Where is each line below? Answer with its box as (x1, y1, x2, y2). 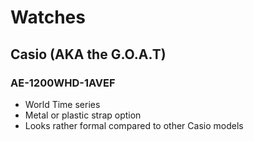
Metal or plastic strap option (24, 109, 142, 121)
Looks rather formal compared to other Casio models (24, 119, 244, 131)
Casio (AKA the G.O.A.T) (10, 46, 167, 63)
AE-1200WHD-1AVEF (10, 76, 116, 90)
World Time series (24, 98, 101, 110)
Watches (10, 6, 86, 29)
